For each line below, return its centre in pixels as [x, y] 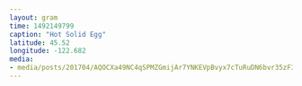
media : [22, 59]
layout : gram [34, 17]
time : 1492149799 [42, 26]
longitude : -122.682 [48, 51]
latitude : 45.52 [40, 43]
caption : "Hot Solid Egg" [58, 34]
